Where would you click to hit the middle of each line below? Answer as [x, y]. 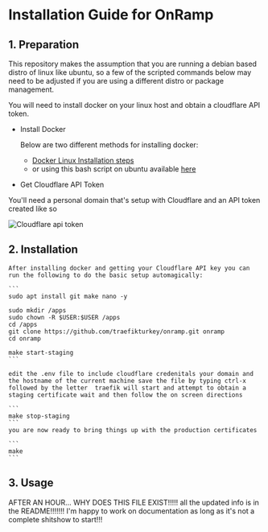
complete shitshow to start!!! [56, 519]
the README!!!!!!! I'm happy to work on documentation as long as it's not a [132, 511]
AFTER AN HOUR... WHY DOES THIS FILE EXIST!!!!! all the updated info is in [134, 502]
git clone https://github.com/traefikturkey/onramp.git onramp [117, 332]
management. [31, 89]
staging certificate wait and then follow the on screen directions [126, 395]
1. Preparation [43, 45]
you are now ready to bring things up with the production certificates [133, 430]
